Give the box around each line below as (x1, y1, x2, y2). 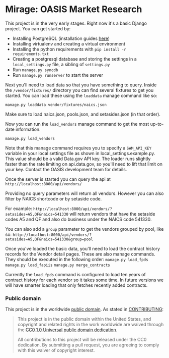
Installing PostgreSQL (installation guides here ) (12, 35, 110, 41)
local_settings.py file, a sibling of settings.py (12, 61, 110, 67)
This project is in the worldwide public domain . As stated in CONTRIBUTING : (5, 306, 164, 313)
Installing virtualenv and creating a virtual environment (12, 40, 126, 46)
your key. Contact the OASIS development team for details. (5, 166, 127, 172)
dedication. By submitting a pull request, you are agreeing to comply (17, 342, 159, 348)
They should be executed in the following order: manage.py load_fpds (5, 256, 148, 262)
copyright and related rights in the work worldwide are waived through (17, 322, 164, 328)
